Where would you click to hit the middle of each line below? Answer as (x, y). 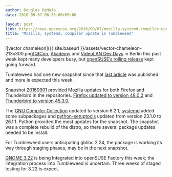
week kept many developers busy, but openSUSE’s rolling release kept (80, 59)
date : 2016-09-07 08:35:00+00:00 (41, 15)
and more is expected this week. (40, 80)
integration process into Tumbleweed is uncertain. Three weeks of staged (83, 163)
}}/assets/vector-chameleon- (111, 48)
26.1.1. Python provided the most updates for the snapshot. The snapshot (82, 122)
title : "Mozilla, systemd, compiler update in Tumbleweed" (70, 34)
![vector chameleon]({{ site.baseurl (42, 48)
